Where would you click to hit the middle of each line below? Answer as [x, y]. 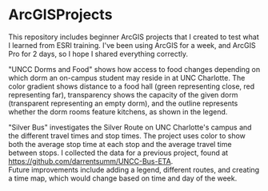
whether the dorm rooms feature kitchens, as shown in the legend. [118, 111]
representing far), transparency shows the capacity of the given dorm [123, 94]
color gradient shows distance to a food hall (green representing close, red [132, 86]
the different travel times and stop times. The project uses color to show [127, 135]
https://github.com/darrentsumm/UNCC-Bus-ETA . [91, 161]
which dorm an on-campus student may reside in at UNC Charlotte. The [127, 78]
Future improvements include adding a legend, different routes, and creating [134, 169]
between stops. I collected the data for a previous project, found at [118, 153]
